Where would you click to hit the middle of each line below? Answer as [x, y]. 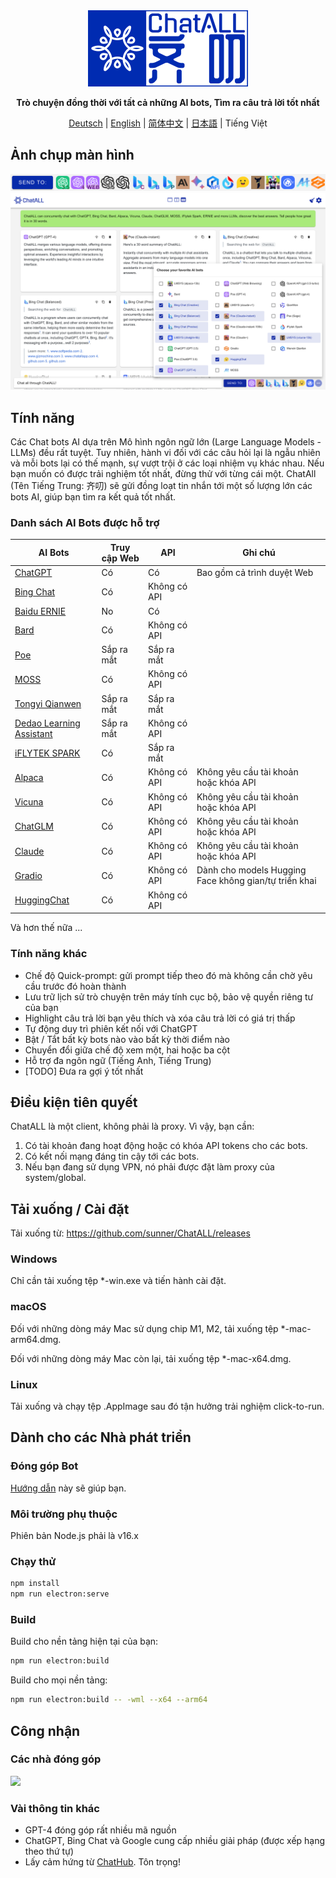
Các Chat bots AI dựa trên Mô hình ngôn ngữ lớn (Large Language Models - [166, 442]
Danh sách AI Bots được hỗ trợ [85, 523]
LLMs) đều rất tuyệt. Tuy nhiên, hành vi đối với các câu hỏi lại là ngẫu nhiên [165, 453]
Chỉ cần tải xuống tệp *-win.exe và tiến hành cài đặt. [118, 1281]
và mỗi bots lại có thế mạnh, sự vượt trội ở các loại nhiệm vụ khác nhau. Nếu [167, 463]
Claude [29, 851]
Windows [34, 1259]
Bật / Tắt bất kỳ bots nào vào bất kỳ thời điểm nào [127, 1039]
